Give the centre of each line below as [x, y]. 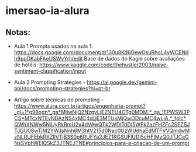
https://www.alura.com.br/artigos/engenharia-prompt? [80, 106]
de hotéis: [26, 65]
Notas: [18, 32]
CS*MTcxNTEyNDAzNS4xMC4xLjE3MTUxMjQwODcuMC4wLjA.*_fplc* [100, 118]
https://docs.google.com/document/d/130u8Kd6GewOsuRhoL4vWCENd [101, 52]
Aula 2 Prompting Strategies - [50, 82]
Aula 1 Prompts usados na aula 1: [53, 46]
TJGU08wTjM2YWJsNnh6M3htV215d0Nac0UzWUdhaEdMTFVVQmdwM [102, 130]
